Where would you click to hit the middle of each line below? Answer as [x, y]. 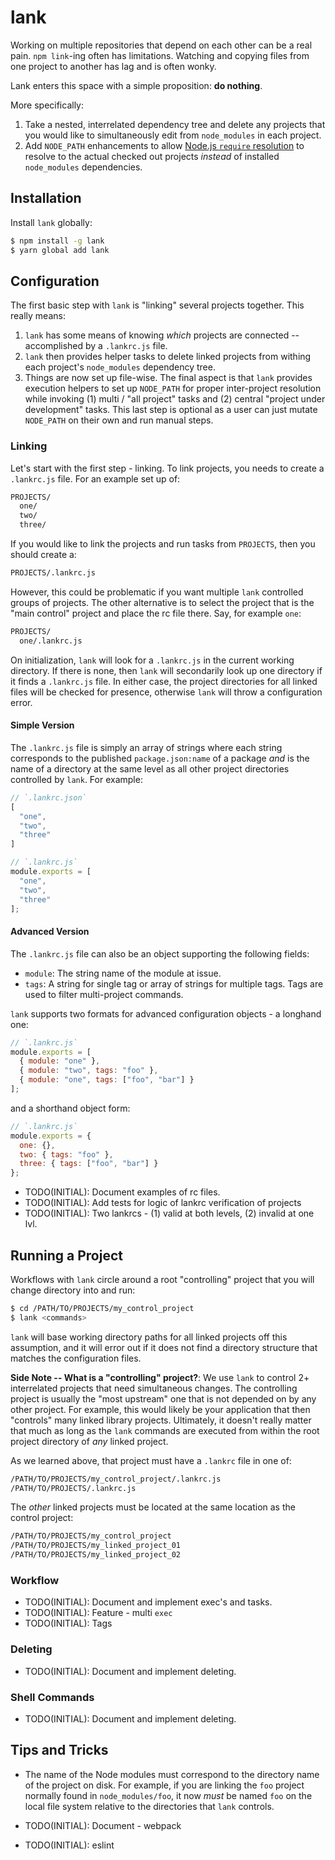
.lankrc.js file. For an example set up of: [95, 478]
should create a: [43, 555]
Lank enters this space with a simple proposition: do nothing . [136, 85]
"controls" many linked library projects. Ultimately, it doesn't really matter [161, 1420]
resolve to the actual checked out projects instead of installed [152, 156]
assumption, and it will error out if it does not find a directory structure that [164, 1347]
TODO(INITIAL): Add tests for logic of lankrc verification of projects [163, 1203]
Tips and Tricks [59, 1750]
